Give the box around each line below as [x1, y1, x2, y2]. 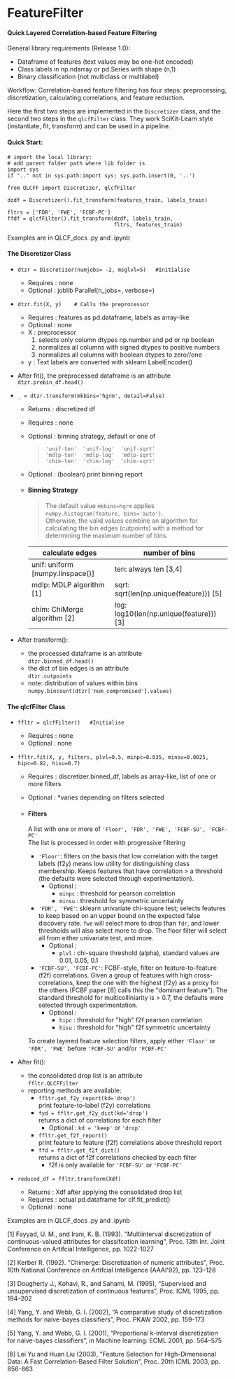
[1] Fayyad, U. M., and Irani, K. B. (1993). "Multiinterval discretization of [7, 1230, 211, 1238]
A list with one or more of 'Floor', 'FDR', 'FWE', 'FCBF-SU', [27, 825, 206, 833]
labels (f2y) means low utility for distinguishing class [38, 860, 190, 868]
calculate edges [42, 548, 97, 558]
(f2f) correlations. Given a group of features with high [38, 971, 193, 980]
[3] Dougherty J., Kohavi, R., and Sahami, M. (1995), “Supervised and [7, 1279, 206, 1288]
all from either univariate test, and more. [38, 934, 154, 942]
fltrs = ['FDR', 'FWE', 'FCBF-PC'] [7, 209, 111, 216]
